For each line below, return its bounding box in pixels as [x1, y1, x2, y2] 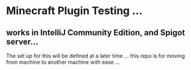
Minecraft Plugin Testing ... [6, 4, 143, 18]
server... [6, 36, 39, 46]
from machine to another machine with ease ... [6, 59, 120, 65]
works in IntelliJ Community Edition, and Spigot [6, 28, 185, 38]
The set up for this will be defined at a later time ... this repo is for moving [6, 52, 185, 59]
